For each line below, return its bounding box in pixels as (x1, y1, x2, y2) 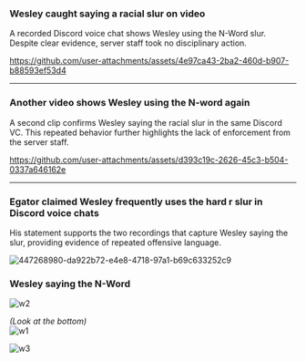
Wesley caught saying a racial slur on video (9, 7, 206, 20)
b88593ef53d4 (9, 65, 66, 76)
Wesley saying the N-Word (9, 277, 131, 290)
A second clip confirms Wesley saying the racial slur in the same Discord (9, 117, 282, 128)
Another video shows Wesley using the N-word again (9, 97, 250, 109)
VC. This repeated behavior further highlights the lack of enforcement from (9, 127, 291, 138)
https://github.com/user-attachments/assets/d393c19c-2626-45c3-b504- (9, 154, 289, 165)
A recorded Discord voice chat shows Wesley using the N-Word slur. (9, 28, 267, 39)
